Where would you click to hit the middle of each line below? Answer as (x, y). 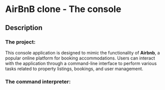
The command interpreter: (38, 81)
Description (24, 28)
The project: (20, 42)
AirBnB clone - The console (63, 9)
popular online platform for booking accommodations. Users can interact (80, 58)
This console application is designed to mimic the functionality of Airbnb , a (82, 52)
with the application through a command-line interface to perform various (81, 63)
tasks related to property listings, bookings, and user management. (74, 68)
